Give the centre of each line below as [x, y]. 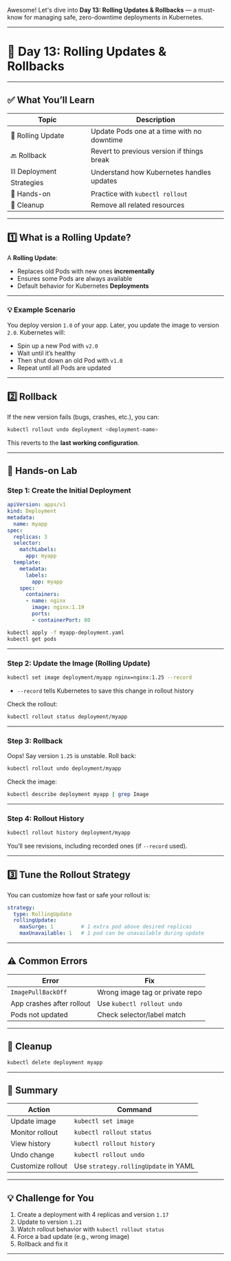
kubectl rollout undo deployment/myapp [64, 768]
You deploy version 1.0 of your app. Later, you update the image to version [113, 325]
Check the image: [32, 782]
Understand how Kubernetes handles [151, 172]
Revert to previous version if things [147, 151]
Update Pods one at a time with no [146, 131]
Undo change [33, 1155]
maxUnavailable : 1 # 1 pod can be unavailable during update [112, 933]
